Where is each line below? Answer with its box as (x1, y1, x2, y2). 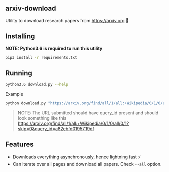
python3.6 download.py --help (5, 82, 69, 87)
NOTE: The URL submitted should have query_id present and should (17, 110, 159, 116)
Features (5, 140, 34, 149)
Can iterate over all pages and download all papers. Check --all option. (12, 161, 162, 167)
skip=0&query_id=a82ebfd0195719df (17, 126, 94, 132)
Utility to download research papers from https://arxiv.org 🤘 (5, 17, 129, 23)
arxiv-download (5, 4, 56, 13)
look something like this (17, 115, 67, 121)
